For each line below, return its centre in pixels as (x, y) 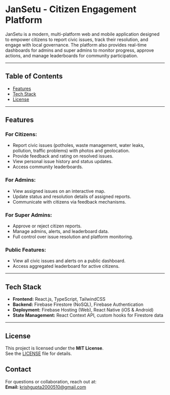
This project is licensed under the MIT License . (54, 348)
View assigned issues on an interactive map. (59, 191)
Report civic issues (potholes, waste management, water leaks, (78, 145)
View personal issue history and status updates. (62, 162)
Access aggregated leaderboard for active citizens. (66, 266)
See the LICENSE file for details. (39, 353)
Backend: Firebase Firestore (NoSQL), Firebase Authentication (78, 304)
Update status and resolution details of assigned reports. (72, 196)
